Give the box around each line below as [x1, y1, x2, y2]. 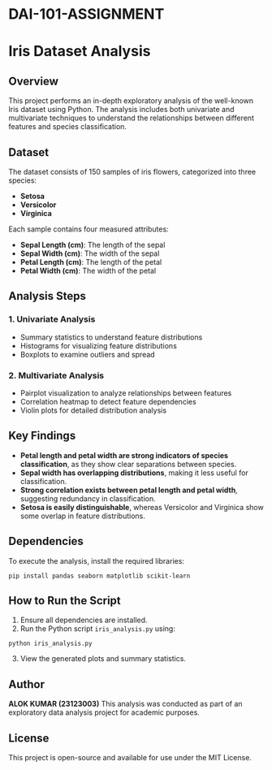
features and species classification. [8, 122, 127, 132]
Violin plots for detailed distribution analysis [19, 405, 167, 415]
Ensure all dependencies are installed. [19, 615, 148, 625]
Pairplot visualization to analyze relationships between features [19, 387, 232, 398]
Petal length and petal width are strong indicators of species [19, 450, 229, 460]
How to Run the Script [8, 594, 122, 608]
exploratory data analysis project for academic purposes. [8, 707, 201, 717]
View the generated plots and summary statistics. [19, 654, 187, 664]
